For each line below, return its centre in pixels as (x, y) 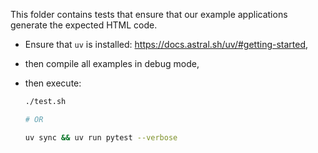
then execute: (53, 83)
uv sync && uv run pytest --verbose (101, 137)
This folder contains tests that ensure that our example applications (149, 14)
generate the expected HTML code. (84, 25)
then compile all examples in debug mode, (112, 63)
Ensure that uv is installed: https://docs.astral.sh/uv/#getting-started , (166, 44)
